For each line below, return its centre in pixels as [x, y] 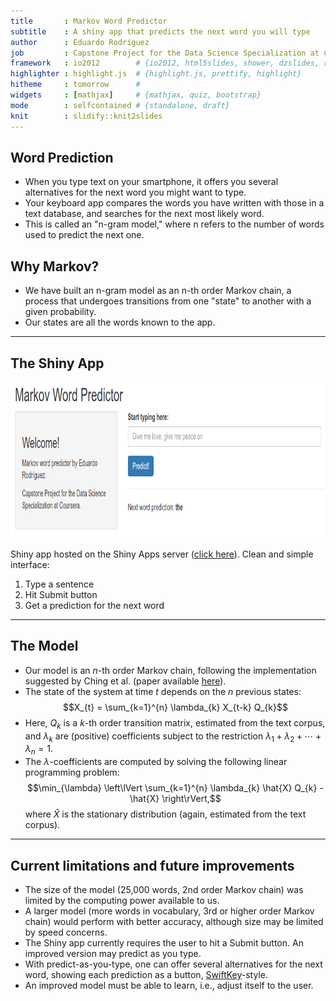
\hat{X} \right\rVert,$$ [175, 799]
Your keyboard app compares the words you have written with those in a [174, 203]
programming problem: [72, 772]
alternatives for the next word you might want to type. [135, 192]
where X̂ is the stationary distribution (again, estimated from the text [165, 814]
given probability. [60, 312]
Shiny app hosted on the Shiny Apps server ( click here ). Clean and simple [162, 554]
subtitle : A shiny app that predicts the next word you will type [160, 31]
